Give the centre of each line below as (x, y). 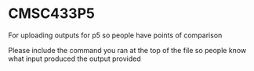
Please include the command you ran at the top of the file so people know (127, 50)
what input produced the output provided (74, 59)
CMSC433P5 (52, 14)
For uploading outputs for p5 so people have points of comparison (115, 35)
